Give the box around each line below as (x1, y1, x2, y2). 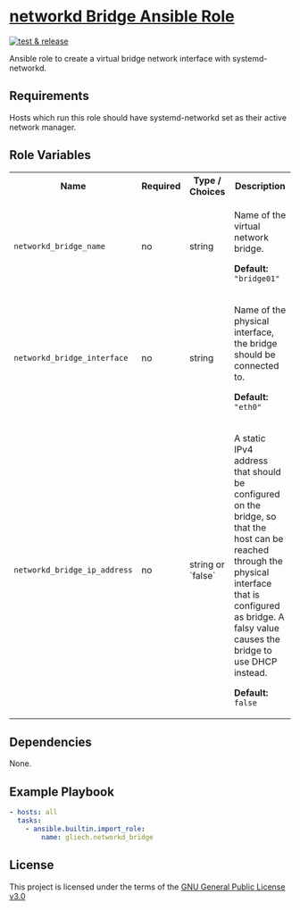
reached (233, 543, 270, 555)
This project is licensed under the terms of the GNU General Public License (9, 881, 286, 892)
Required (141, 179, 181, 192)
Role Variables (9, 147, 91, 163)
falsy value (233, 622, 279, 634)
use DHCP (233, 655, 278, 667)
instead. (233, 666, 268, 679)
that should (233, 465, 281, 478)
